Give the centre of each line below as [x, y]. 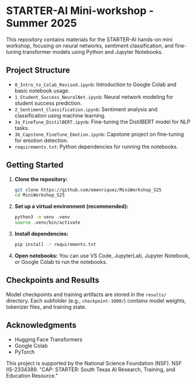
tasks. [22, 128]
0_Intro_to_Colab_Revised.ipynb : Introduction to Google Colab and [95, 84]
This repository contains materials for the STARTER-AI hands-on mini [89, 39]
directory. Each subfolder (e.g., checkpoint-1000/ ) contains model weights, [96, 300]
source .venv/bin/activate [47, 223]
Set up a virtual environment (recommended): [71, 207]
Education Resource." [32, 375]
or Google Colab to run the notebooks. [61, 262]
